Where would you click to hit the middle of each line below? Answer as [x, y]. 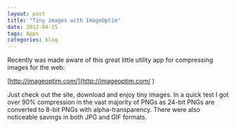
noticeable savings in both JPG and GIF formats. [77, 117]
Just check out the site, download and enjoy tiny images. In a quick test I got [118, 95]
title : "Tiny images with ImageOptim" [64, 20]
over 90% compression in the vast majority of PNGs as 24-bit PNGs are [111, 102]
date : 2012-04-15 [33, 27]
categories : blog [33, 40]
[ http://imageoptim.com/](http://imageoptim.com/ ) [81, 81]
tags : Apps [23, 33]
